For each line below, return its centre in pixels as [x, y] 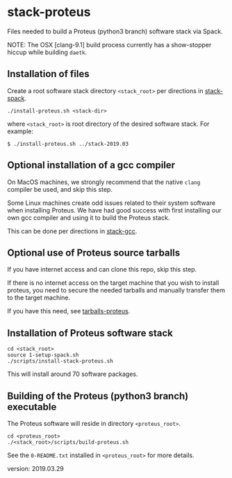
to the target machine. [39, 298]
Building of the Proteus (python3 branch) [98, 396]
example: [20, 131]
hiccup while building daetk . [47, 52]
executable [32, 407]
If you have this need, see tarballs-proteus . [69, 311]
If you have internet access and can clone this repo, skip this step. [102, 270]
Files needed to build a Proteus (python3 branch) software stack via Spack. [115, 31]
